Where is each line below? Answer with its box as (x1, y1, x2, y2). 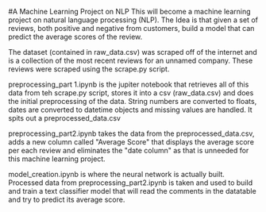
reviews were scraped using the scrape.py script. (8, 64, 170, 74)
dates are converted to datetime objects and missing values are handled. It (8, 105, 253, 114)
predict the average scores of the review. (8, 32, 143, 41)
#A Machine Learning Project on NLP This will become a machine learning (8, 7, 252, 16)
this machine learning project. (8, 154, 106, 164)
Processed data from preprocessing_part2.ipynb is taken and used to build (8, 178, 253, 187)
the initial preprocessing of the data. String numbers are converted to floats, (8, 97, 257, 106)
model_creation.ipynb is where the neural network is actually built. (8, 170, 225, 179)
